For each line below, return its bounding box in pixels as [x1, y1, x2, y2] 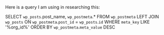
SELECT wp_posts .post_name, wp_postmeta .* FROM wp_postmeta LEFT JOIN [5, 14, 159, 19]
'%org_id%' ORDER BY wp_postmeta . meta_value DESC [5, 24, 115, 30]
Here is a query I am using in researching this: [5, 4, 100, 10]
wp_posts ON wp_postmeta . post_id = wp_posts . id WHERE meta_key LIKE [5, 19, 150, 25]
